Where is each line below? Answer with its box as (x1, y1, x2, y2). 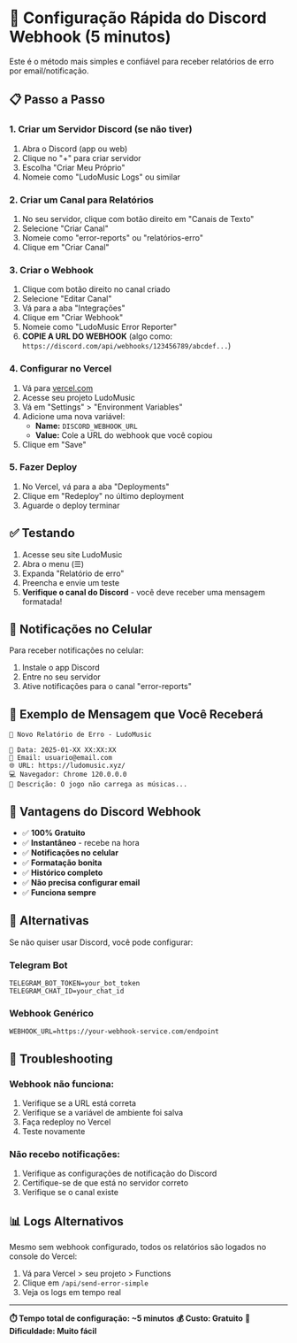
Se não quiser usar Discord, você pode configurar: (9, 937, 194, 948)
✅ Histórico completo (21, 867, 103, 879)
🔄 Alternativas (9, 913, 90, 928)
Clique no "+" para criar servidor (21, 152, 141, 163)
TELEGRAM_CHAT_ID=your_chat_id (9, 986, 125, 996)
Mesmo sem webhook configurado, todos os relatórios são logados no (9, 1242, 267, 1253)
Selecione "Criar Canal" (21, 223, 109, 234)
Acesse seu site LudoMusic (21, 549, 123, 560)
